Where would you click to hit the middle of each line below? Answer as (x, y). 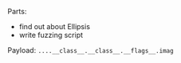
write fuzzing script (51, 35)
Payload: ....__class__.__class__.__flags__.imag (90, 50)
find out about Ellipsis (55, 26)
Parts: (17, 11)
